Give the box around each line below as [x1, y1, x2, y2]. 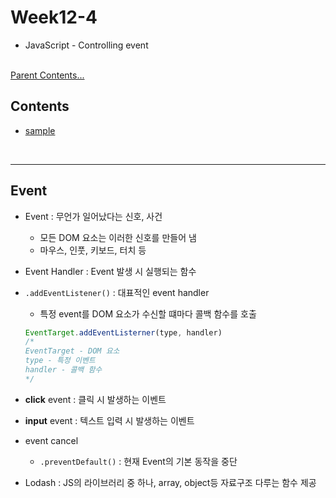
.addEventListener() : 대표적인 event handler [24, 286, 210, 298]
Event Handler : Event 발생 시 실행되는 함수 [24, 265, 197, 277]
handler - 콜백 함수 [24, 365, 103, 375]
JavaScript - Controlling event [24, 39, 149, 51]
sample [24, 124, 56, 136]
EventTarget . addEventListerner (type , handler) [24, 327, 223, 338]
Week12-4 [10, 6, 98, 29]
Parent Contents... [10, 69, 85, 81]
